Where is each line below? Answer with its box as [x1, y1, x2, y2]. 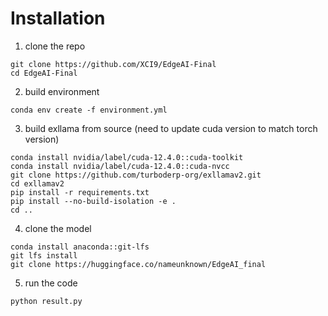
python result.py [10, 296, 83, 306]
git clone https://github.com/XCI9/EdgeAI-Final [10, 59, 217, 69]
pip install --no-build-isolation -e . [10, 196, 177, 206]
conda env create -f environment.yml [10, 105, 168, 115]
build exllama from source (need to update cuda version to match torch [24, 122, 318, 134]
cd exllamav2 [10, 178, 65, 189]
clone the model [24, 222, 92, 234]
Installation [10, 7, 106, 30]
